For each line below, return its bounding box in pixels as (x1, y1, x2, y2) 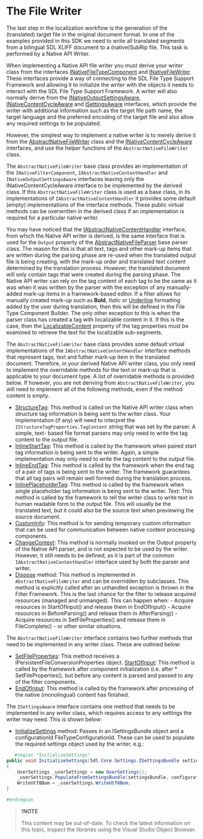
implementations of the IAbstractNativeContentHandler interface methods (6, 347, 191, 354)
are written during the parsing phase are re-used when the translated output (6, 251, 196, 259)
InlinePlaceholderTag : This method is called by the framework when (14, 480, 184, 488)
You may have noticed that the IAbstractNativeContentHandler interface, (6, 225, 187, 233)
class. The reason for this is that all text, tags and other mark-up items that (6, 245, 192, 252)
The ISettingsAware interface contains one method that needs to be (6, 703, 175, 710)
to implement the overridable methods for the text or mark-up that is (6, 366, 176, 373)
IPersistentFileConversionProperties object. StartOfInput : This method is (14, 658, 195, 666)
